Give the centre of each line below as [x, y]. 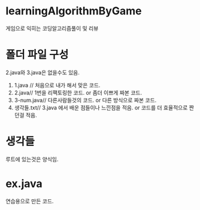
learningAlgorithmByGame [74, 11]
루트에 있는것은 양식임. [32, 159]
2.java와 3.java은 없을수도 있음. [43, 72]
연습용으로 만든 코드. [30, 201]
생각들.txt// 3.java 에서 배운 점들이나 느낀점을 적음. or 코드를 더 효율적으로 [101, 107]
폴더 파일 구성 [37, 55]
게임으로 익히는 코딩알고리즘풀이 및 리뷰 [52, 28]
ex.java [24, 184]
